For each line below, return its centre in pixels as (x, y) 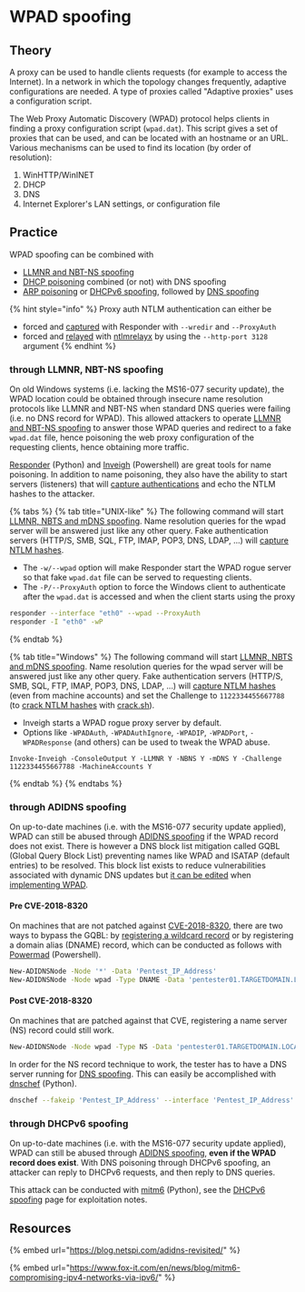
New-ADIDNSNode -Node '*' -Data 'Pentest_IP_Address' (113, 972)
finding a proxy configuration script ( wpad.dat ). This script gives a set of (144, 128)
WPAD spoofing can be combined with (82, 254)
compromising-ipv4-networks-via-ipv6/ (84, 1277)
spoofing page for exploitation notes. (79, 1200)
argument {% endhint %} (69, 346)
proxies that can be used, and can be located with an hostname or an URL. (149, 138)
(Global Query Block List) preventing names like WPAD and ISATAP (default (150, 856)
